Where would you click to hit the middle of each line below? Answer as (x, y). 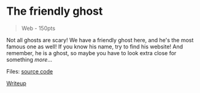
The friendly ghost (55, 11)
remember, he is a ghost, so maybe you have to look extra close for (91, 53)
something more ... (29, 59)
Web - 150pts (38, 28)
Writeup (16, 83)
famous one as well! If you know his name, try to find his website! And (95, 46)
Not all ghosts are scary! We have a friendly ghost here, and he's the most (100, 40)
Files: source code (30, 71)
